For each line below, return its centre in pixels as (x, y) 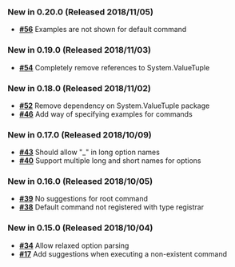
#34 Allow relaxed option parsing (74, 245)
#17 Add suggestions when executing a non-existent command (123, 253)
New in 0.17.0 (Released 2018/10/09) (80, 134)
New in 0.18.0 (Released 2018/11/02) (79, 88)
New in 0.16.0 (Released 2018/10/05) (80, 181)
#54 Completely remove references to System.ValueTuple (114, 67)
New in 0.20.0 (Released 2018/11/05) (80, 12)
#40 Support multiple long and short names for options (110, 161)
